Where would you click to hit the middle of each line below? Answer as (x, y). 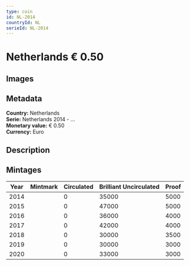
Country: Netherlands (33, 113)
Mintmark (44, 187)
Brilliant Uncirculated (129, 187)
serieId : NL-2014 (27, 28)
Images (20, 79)
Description (28, 150)
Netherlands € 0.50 (55, 57)
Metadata (24, 99)
